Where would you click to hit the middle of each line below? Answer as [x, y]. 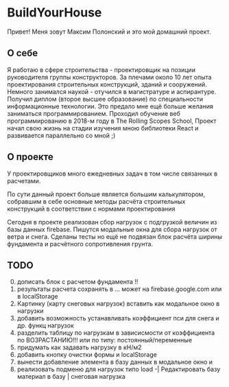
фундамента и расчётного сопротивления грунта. [80, 244]
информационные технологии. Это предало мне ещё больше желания [110, 106]
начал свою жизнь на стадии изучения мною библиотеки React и [103, 128]
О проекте [30, 157]
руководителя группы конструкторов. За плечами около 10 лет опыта [109, 77]
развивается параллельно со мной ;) [61, 135]
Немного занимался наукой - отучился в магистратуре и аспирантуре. [112, 91]
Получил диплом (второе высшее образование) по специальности [105, 99]
